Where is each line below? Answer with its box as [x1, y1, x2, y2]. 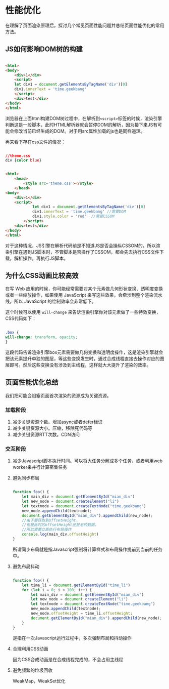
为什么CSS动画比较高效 [5, 271, 79, 280]
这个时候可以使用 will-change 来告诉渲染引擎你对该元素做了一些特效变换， [5, 309, 161, 315]
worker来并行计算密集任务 [12, 464, 67, 470]
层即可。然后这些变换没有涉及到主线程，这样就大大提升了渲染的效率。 [5, 361, 151, 368]
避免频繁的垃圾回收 [12, 667, 53, 673]
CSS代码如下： [5, 315, 37, 321]
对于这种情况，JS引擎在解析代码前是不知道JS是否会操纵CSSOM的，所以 [5, 242, 156, 249]
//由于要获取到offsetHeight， [22, 517, 80, 523]
